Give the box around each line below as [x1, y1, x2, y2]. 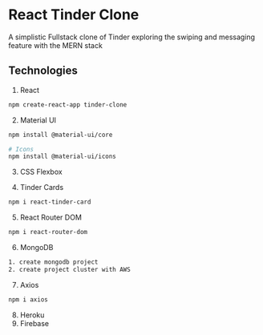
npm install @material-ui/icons [8, 152, 116, 161]
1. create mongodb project [8, 258, 99, 266]
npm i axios [8, 295, 48, 304]
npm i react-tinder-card [8, 198, 91, 206]
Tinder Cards [19, 183, 64, 192]
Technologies [8, 64, 79, 78]
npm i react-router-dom [8, 228, 88, 236]
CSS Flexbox [19, 167, 63, 177]
